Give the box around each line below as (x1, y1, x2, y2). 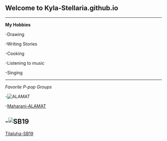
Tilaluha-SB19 (5, 131, 34, 137)
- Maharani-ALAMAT (5, 103, 46, 109)
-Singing (5, 69, 23, 76)
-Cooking (5, 50, 25, 56)
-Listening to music (5, 60, 45, 66)
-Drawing (5, 31, 25, 37)
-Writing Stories (5, 41, 37, 47)
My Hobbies (5, 22, 31, 28)
